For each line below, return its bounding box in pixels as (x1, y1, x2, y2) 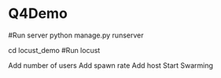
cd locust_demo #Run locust (8, 45, 101, 55)
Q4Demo (8, 5, 68, 23)
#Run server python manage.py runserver (8, 30, 144, 40)
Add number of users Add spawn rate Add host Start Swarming (8, 60, 214, 70)
